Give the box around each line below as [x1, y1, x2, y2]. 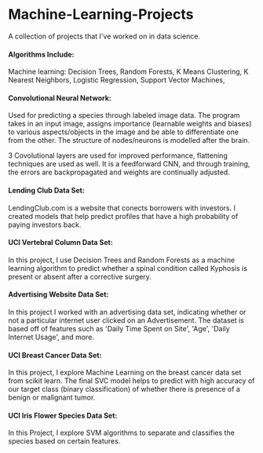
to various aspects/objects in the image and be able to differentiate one [8, 127, 239, 137]
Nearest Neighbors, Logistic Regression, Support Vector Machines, [8, 75, 225, 85]
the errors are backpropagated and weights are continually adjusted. [8, 167, 230, 177]
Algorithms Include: [8, 49, 75, 59]
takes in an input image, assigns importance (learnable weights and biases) [8, 119, 252, 129]
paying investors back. [8, 220, 82, 229]
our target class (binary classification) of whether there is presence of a [8, 385, 241, 394]
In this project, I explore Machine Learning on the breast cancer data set [8, 367, 242, 378]
